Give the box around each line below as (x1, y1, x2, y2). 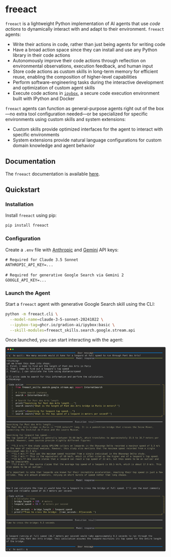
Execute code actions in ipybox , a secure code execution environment (12, 90, 160, 96)
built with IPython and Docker (12, 95, 75, 102)
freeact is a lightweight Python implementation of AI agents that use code (5, 20, 160, 27)
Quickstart (5, 185, 40, 195)
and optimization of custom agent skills (12, 84, 95, 90)
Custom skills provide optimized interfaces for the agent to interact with (12, 126, 163, 132)
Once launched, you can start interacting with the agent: (5, 337, 124, 343)
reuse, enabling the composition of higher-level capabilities (12, 74, 137, 80)
